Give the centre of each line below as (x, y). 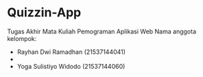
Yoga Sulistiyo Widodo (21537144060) (71, 66)
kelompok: (22, 38)
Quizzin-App (44, 13)
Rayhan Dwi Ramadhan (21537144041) (71, 52)
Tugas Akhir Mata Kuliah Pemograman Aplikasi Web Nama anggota (102, 31)
